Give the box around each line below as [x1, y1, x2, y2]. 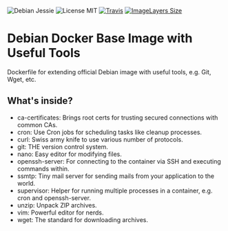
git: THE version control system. [17, 142, 109, 151]
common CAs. [17, 120, 58, 129]
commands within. [17, 164, 70, 173]
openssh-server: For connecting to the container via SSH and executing [17, 157, 222, 165]
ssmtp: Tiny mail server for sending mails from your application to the [17, 172, 215, 180]
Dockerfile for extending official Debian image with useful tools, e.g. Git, [7, 67, 211, 76]
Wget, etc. [7, 75, 37, 83]
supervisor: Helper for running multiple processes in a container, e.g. [17, 186, 213, 195]
